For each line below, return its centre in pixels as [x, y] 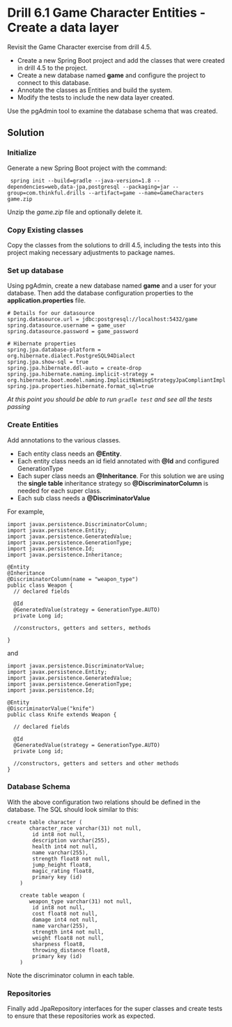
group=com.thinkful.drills [46, 193]
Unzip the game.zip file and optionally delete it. [75, 212]
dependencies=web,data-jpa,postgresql [63, 187]
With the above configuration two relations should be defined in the [104, 802]
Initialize [22, 153]
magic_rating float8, [64, 871]
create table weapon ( [53, 895]
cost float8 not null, [65, 913]
